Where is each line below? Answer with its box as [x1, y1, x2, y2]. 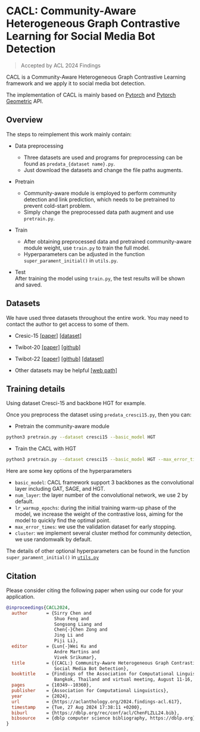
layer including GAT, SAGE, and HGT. [14, 485, 105, 493]
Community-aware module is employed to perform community [23, 189, 177, 197]
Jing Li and [54, 633, 84, 638]
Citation [6, 571, 37, 581]
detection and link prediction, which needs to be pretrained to [23, 195, 176, 203]
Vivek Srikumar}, [54, 654, 97, 661]
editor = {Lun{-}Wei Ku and [11, 643, 97, 650]
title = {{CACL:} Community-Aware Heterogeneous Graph [11, 660, 169, 666]
